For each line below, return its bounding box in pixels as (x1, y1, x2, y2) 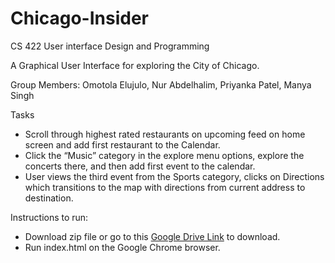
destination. (24, 192, 74, 204)
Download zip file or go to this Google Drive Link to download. (24, 230, 281, 242)
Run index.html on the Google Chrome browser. (24, 241, 221, 253)
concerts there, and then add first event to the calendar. (24, 160, 256, 172)
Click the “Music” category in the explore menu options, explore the (24, 149, 305, 161)
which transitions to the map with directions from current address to (24, 181, 306, 193)
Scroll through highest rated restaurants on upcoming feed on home (24, 128, 306, 140)
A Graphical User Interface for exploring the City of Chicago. (10, 59, 260, 71)
